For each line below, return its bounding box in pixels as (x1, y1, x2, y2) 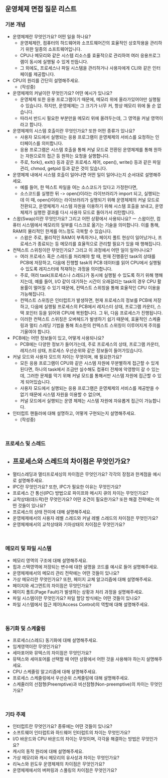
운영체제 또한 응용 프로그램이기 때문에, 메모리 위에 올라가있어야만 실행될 (20, 96, 161, 102)
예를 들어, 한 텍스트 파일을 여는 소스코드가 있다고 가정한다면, (20, 184, 138, 190)
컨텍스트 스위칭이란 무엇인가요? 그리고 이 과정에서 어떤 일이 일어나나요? (12, 247, 152, 253)
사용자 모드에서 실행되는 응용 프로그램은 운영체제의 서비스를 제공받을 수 (20, 385, 159, 391)
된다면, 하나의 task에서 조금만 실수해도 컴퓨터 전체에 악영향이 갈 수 (20, 366, 150, 372)
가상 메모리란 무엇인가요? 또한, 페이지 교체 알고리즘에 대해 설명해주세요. (12, 576, 153, 582)
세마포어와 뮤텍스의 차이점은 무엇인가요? (12, 650, 92, 656)
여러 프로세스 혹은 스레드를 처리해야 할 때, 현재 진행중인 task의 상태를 (20, 253, 156, 259)
